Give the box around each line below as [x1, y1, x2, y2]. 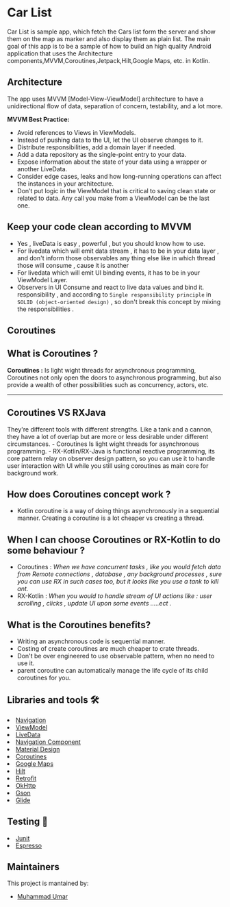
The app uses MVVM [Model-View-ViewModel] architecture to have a [7, 95, 204, 103]
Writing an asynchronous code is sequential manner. [16, 637, 166, 645]
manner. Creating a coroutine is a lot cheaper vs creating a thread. [16, 514, 205, 522]
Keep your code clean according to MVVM [7, 221, 192, 233]
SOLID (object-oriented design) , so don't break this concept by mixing [16, 297, 221, 306]
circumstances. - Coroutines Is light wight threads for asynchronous [7, 440, 200, 448]
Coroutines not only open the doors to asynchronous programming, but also [7, 373, 222, 382]
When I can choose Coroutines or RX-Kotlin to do [7, 534, 221, 545]
